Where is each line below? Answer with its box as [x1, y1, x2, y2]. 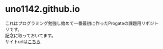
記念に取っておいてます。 [5, 32, 56, 38]
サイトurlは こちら [5, 38, 41, 45]
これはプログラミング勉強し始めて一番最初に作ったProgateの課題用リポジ [5, 20, 155, 26]
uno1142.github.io [5, 3, 80, 15]
